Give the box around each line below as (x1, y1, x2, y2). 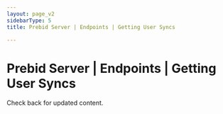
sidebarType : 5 (6, 17, 52, 24)
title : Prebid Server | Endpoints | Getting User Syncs (6, 23, 175, 30)
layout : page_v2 (6, 10, 55, 18)
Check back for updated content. (6, 98, 104, 107)
